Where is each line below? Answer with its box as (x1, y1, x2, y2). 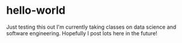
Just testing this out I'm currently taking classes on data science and (6, 23, 177, 30)
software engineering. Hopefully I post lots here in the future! (6, 29, 157, 36)
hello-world (6, 4, 66, 17)
